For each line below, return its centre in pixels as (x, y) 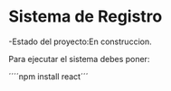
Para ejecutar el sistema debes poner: (79, 59)
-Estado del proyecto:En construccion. (80, 41)
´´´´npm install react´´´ (48, 76)
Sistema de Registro (85, 17)
